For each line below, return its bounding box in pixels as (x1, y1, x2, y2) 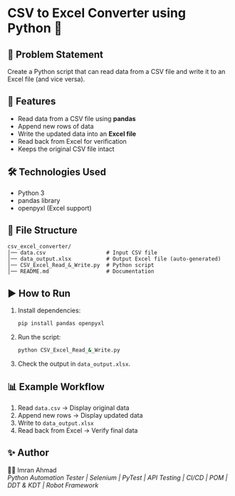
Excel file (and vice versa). (7, 75, 85, 83)
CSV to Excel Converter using (7, 5, 187, 21)
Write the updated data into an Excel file (17, 130, 137, 138)
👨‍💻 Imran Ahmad (7, 465, 57, 474)
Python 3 (17, 189, 45, 197)
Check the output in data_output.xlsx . (17, 359, 130, 368)
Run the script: (17, 333, 61, 342)
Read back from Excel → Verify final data (17, 426, 138, 435)
